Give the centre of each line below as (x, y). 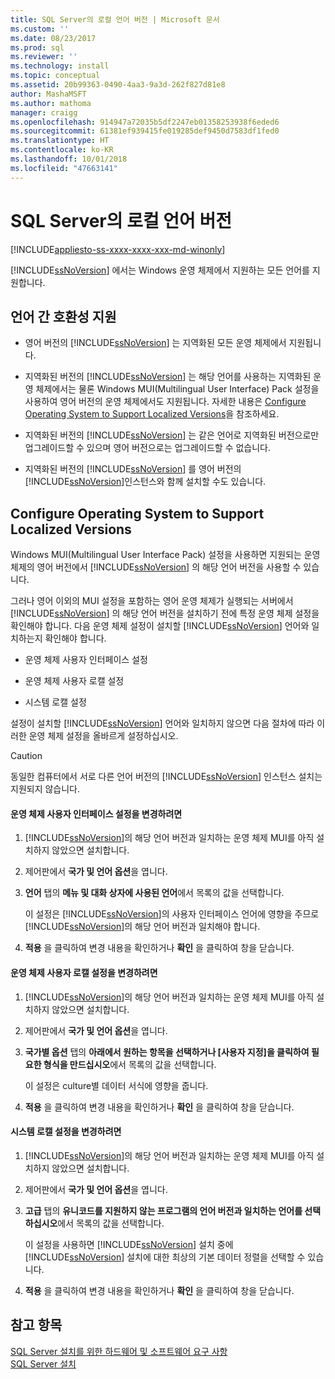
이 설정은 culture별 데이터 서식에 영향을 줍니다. (116, 1085)
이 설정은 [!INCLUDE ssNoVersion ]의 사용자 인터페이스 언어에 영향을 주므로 (172, 914)
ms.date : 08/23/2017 (53, 38)
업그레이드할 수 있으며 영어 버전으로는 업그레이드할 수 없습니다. (148, 448)
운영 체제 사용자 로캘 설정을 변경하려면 (84, 972)
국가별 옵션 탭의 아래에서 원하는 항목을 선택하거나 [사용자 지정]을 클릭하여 (167, 1052)
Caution (26, 756)
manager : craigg (44, 112)
